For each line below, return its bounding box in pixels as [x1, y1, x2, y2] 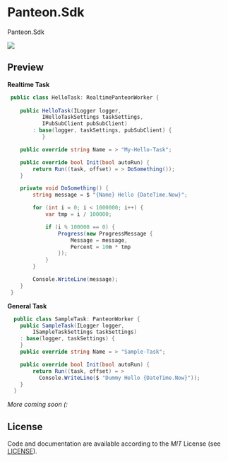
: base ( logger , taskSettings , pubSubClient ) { [32, 127, 172, 134]
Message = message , [70, 236, 128, 244]
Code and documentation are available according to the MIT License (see [7, 439, 221, 448]
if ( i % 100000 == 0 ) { [44, 224, 115, 231]
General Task [7, 301, 47, 310]
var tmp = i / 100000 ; [44, 211, 112, 218]
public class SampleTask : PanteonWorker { [13, 316, 140, 323]
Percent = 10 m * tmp [70, 243, 131, 250]
